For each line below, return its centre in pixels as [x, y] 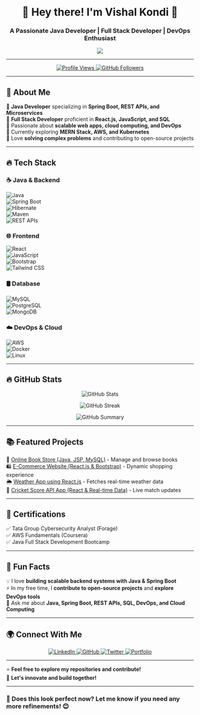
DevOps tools [23, 597]
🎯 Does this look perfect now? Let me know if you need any [93, 698]
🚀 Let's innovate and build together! [51, 677]
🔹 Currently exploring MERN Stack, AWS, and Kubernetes [78, 132]
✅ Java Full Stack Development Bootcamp [58, 542]
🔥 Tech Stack [31, 162]
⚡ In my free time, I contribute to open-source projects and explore [90, 588]
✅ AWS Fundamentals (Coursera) [47, 535]
